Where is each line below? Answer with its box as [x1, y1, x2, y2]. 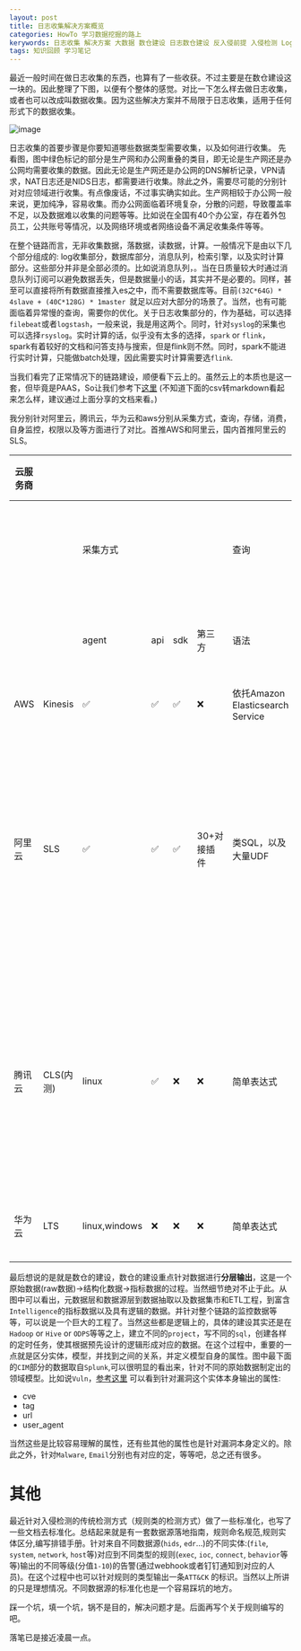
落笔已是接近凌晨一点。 [9, 1632, 96, 1643]
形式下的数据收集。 [9, 106, 81, 117]
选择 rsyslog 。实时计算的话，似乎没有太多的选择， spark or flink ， [24, 329, 271, 341]
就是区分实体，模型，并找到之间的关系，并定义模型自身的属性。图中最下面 [16, 1350, 292, 1361]
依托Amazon [232, 688, 285, 700]
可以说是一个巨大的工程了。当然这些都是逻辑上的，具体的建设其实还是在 [24, 1317, 292, 1328]
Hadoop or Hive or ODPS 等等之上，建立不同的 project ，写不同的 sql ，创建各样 [9, 1328, 287, 1339]
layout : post [9, 13, 58, 22]
